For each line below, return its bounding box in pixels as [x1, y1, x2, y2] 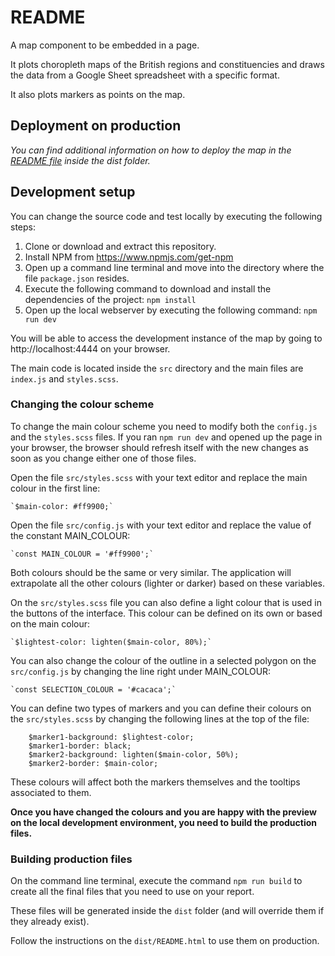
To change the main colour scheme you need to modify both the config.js [10, 420, 318, 432]
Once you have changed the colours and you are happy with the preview [10, 806, 317, 818]
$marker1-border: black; [28, 741, 132, 751]
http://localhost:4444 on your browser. [10, 342, 171, 355]
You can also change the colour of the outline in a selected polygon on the [10, 654, 317, 666]
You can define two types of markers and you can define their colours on [10, 702, 312, 714]
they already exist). [10, 916, 90, 928]
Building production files [10, 852, 133, 866]
